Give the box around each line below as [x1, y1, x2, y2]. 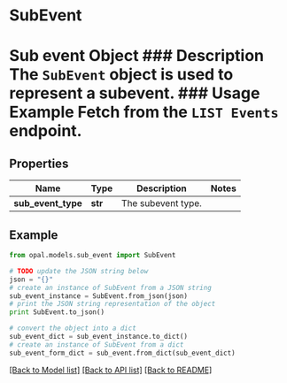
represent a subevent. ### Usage [9, 83, 260, 103]
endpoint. [9, 121, 82, 142]
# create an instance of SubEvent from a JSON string [9, 283, 213, 292]
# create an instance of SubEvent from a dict [9, 340, 184, 349]
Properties [9, 156, 69, 171]
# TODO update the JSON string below [9, 266, 149, 275]
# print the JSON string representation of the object [9, 300, 216, 309]
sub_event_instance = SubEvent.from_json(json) [9, 291, 189, 301]
